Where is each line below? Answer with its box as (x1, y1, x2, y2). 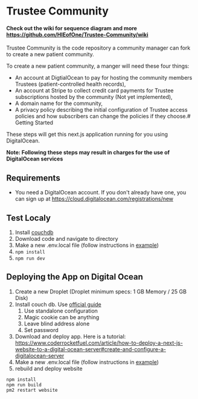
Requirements (6, 173, 60, 183)
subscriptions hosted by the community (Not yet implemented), (14, 94, 173, 101)
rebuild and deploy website (14, 365, 83, 372)
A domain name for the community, (14, 100, 103, 107)
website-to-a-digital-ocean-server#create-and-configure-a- (14, 345, 167, 353)
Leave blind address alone (24, 320, 90, 327)
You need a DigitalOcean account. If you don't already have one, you (14, 189, 187, 196)
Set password (24, 326, 59, 333)
